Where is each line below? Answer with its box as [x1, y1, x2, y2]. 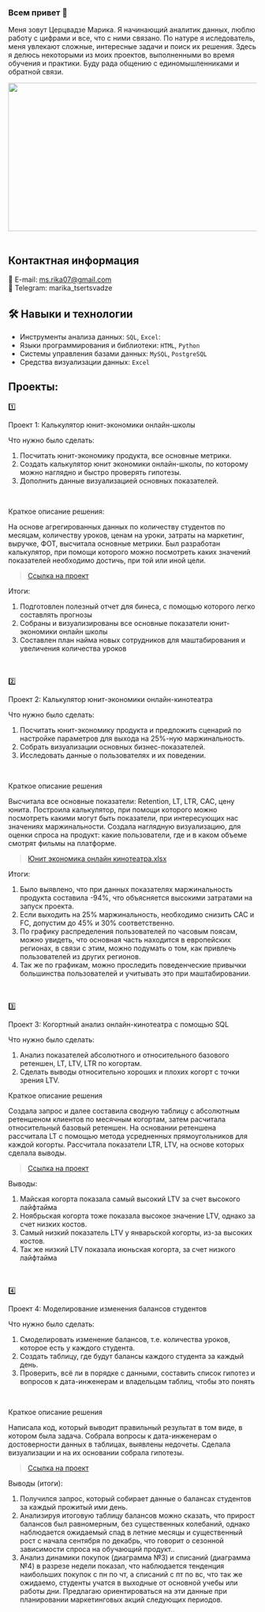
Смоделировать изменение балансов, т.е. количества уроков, [19, 1334, 231, 1344]
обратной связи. [8, 67, 64, 77]
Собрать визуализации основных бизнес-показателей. [19, 742, 206, 751]
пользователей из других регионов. [19, 951, 141, 961]
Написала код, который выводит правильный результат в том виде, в [8, 1422, 243, 1432]
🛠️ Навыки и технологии [8, 307, 133, 321]
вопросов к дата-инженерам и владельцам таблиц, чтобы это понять [19, 1376, 255, 1386]
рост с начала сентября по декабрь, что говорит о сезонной [19, 1535, 225, 1546]
